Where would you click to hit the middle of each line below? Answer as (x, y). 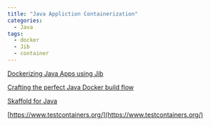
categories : (25, 21)
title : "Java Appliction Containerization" (73, 14)
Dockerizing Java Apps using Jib (55, 73)
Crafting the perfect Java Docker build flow (71, 87)
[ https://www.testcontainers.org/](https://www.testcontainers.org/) (105, 115)
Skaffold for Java (32, 101)
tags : (15, 34)
